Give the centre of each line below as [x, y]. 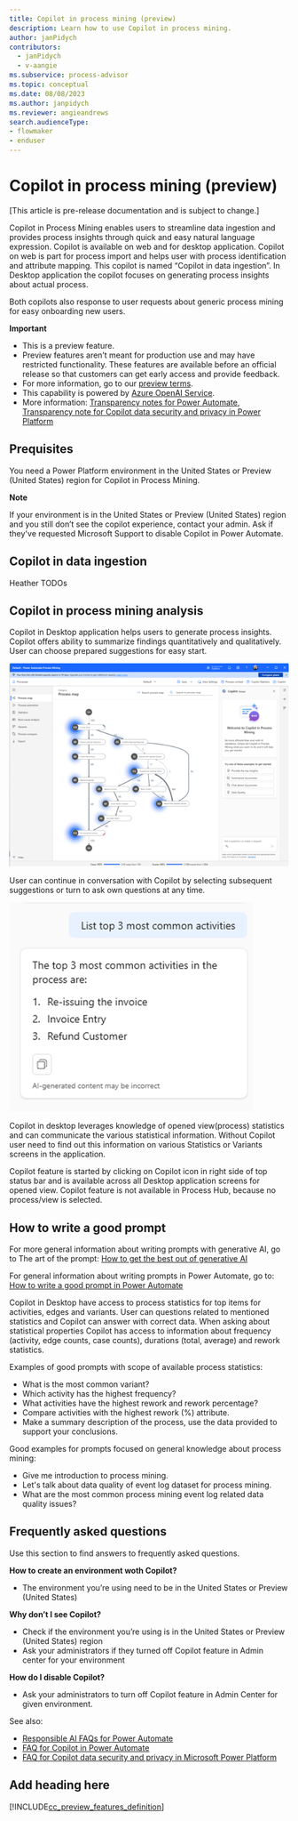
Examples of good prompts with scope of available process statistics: [136, 1367]
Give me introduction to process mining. [95, 1475]
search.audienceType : [49, 122]
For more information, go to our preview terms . [107, 383]
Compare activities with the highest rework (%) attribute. [126, 1413]
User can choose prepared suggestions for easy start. [108, 651]
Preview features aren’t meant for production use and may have [138, 355]
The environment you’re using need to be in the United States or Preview [155, 1587]
